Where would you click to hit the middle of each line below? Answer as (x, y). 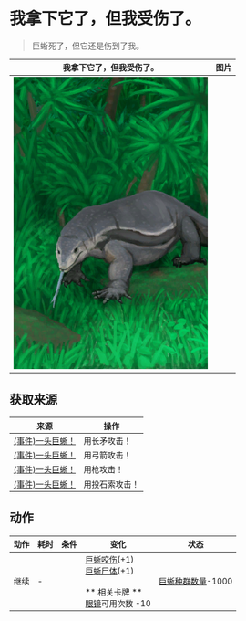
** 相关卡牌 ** (114, 592)
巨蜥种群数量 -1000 (196, 582)
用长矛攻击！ (108, 440)
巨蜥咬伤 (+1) (110, 559)
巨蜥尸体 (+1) (110, 571)
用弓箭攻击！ (108, 455)
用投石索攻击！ (111, 484)
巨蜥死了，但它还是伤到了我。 (87, 46)
